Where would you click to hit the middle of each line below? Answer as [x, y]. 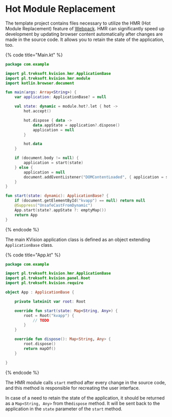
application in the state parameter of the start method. [64, 409]
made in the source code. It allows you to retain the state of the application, [85, 39]
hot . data [33, 144]
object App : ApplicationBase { [40, 292]
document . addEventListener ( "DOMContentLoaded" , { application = [94, 177]
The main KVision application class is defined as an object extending [78, 240]
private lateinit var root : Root [50, 301]
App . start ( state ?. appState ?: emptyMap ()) [60, 210]
